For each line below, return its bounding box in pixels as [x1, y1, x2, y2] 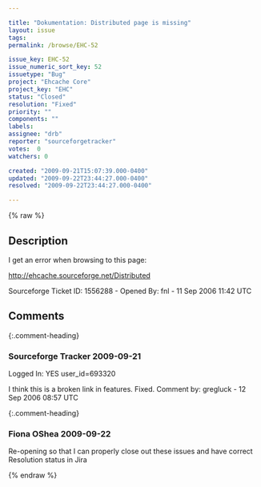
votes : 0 [8, 145, 42, 153]
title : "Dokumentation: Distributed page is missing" [8, 18, 192, 26]
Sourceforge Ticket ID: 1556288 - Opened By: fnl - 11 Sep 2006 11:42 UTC [8, 286, 252, 296]
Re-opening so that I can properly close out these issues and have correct [8, 446, 254, 457]
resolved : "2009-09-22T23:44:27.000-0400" [8, 182, 152, 190]
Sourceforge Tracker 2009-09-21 [8, 350, 142, 361]
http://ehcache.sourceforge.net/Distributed [8, 270, 151, 280]
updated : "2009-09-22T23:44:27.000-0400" [8, 174, 149, 183]
